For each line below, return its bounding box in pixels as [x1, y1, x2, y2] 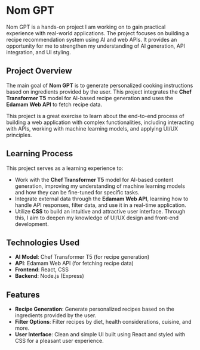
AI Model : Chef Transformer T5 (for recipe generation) [14, 253, 150, 261]
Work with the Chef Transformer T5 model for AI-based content [14, 176, 174, 183]
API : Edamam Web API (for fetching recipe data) [14, 260, 134, 267]
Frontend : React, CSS [14, 266, 69, 273]
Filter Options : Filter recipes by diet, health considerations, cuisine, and [14, 318, 192, 326]
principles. [6, 131, 32, 138]
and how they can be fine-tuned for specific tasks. [14, 188, 140, 196]
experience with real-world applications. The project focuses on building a [6, 29, 189, 36]
